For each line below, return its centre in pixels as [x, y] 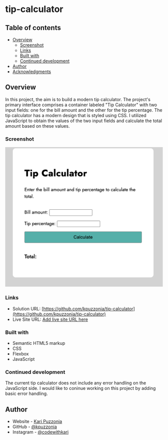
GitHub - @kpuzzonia [35, 427]
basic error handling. [27, 393]
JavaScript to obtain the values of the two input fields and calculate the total [84, 121]
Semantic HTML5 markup [39, 343]
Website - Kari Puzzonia [37, 421]
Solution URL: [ [28, 308]
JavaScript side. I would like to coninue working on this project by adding [80, 388]
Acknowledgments [32, 72]
